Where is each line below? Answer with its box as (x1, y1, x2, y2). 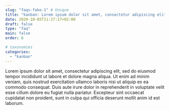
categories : (5, 49, 30, 54)
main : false (5, 31, 30, 36)
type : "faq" (5, 26, 30, 31)
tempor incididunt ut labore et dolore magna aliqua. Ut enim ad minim (5, 73, 150, 79)
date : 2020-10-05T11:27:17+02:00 (5, 17, 76, 22)
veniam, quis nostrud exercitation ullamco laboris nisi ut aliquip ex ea (5, 79, 149, 85)
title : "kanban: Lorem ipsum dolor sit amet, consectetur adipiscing (5, 12, 155, 17)
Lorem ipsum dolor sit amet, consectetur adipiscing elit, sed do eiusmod (5, 68, 156, 74)
